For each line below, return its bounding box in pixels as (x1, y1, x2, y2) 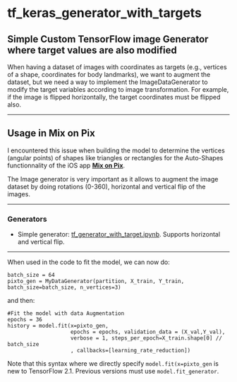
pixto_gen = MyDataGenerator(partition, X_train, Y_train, (7, 277, 185, 285)
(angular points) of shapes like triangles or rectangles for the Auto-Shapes (7, 153, 224, 162)
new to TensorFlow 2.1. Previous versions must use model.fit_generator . (7, 367, 219, 376)
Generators (7, 214, 47, 224)
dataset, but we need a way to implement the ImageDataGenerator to (7, 78, 208, 86)
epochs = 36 (7, 316, 42, 323)
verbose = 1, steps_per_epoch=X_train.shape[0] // (70, 335, 222, 342)
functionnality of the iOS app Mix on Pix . (7, 161, 126, 169)
